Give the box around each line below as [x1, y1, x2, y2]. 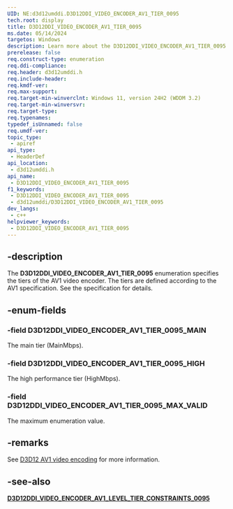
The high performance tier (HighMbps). [7, 375, 121, 383]
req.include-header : [7, 75, 68, 83]
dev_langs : [7, 206, 39, 213]
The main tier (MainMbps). [7, 341, 84, 350]
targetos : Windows [7, 36, 61, 43]
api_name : [7, 173, 36, 180]
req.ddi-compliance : [7, 62, 68, 69]
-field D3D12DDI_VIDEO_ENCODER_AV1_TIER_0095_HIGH [7, 358, 206, 368]
